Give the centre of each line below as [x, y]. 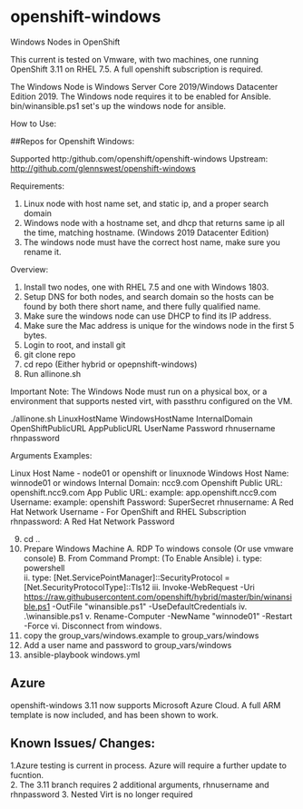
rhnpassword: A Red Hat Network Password [93, 521]
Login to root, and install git [74, 345]
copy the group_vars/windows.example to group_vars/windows [141, 635]
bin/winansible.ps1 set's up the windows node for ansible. [118, 105]
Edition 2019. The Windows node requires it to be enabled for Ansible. [141, 96]
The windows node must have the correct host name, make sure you [151, 242]
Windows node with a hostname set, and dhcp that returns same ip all [154, 222]
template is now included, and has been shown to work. [114, 715]
